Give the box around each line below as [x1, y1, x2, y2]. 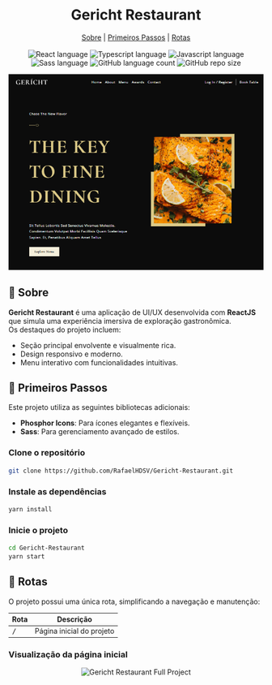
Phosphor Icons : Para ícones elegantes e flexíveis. [19, 418, 190, 428]
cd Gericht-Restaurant [8, 544, 85, 553]
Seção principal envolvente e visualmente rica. [19, 340, 176, 350]
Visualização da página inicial [8, 648, 128, 660]
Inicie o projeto [8, 524, 69, 536]
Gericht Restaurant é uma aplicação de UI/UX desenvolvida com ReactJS [8, 307, 257, 317]
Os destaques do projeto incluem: [8, 325, 121, 334]
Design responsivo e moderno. [19, 349, 123, 359]
